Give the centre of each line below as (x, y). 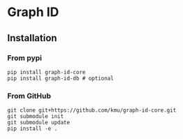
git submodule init (36, 117)
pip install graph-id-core (46, 72)
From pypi (24, 58)
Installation (32, 38)
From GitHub (29, 96)
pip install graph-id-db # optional (60, 78)
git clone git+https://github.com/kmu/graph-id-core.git (92, 110)
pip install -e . (32, 129)
